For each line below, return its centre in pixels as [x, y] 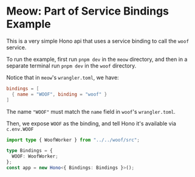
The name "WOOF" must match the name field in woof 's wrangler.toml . [91, 111]
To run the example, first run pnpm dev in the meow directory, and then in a [97, 59]
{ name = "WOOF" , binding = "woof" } [60, 94]
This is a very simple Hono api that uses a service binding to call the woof [98, 41]
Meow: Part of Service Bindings [87, 11]
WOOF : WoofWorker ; [35, 156]
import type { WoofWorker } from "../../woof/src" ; [73, 140]
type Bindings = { [29, 151]
